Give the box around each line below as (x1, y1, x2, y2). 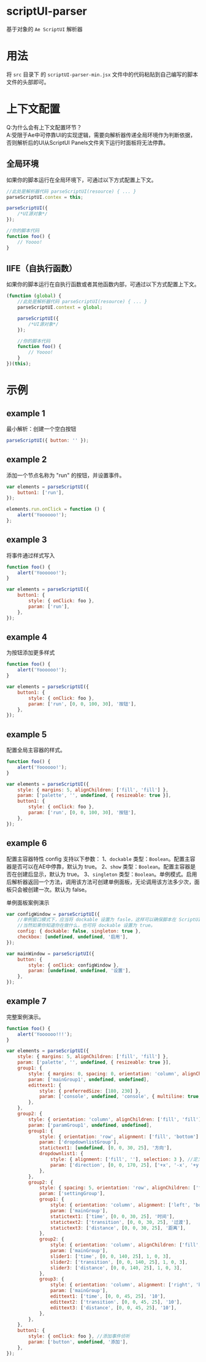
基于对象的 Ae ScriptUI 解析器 (6, 25, 83, 33)
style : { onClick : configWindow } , (28, 962, 120, 968)
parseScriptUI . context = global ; (17, 304, 103, 311)
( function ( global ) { (6, 293, 62, 299)
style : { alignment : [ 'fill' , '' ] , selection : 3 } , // (50, 1156, 194, 1163)
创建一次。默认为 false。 (27, 886, 90, 893)
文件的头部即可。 (6, 78, 50, 85)
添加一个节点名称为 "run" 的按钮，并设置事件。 (6, 471, 125, 479)
